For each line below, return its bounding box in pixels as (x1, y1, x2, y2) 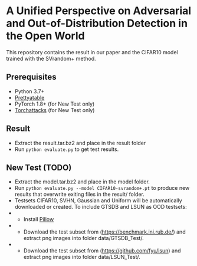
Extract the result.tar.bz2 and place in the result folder (14, 139, 146, 146)
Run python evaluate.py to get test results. (14, 146, 119, 153)
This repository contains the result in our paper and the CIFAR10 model (6, 48, 178, 55)
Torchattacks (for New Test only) (14, 106, 95, 113)
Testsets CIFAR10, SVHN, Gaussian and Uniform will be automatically (14, 197, 182, 204)
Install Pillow (23, 216, 54, 223)
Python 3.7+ (14, 87, 45, 95)
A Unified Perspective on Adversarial (6, 4, 192, 18)
